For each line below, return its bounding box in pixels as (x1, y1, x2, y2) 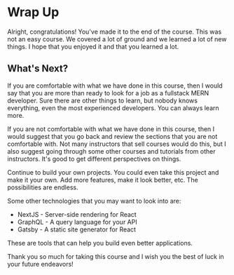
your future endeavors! (7, 260, 74, 268)
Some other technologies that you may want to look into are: (7, 196, 181, 205)
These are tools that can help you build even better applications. (7, 239, 193, 247)
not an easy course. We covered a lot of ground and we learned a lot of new (7, 34, 227, 43)
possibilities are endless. (7, 183, 78, 192)
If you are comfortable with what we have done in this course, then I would (7, 81, 223, 90)
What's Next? (7, 62, 69, 74)
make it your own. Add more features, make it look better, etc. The (7, 175, 198, 184)
